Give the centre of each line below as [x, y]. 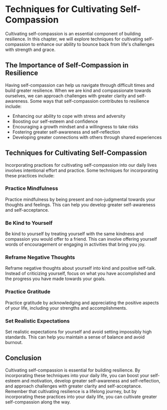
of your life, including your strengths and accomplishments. [66, 308]
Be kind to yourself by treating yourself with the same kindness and [74, 234]
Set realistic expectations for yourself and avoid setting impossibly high [79, 332]
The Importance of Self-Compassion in [67, 65]
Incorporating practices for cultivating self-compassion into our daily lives [81, 165]
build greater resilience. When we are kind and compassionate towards [78, 90]
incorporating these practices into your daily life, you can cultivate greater [81, 397]
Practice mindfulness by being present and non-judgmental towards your [80, 199]
